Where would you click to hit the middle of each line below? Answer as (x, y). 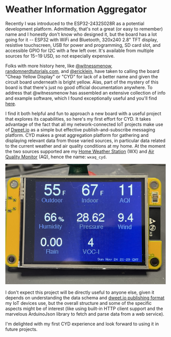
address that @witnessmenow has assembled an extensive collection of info (85, 93)
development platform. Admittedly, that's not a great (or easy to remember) (84, 29)
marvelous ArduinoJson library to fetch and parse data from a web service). (85, 314)
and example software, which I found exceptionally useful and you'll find (81, 98)
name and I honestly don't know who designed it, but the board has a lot (81, 34)
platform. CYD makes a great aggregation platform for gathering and (77, 135)
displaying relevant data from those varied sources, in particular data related (85, 141)
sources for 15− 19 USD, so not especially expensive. (60, 56)
